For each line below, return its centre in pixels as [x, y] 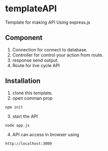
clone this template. [32, 93]
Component [24, 38]
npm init [14, 107]
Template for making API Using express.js [48, 22]
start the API [25, 116]
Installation [23, 81]
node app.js [17, 125]
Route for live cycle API [36, 65]
